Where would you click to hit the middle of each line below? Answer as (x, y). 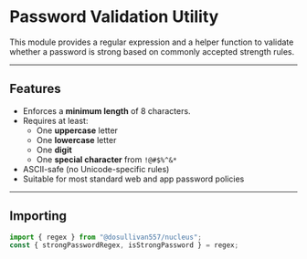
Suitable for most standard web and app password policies (133, 179)
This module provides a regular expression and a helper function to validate (152, 42)
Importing (38, 216)
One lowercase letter (76, 140)
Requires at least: (55, 120)
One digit (54, 150)
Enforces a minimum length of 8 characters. (106, 110)
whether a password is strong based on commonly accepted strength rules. (152, 51)
